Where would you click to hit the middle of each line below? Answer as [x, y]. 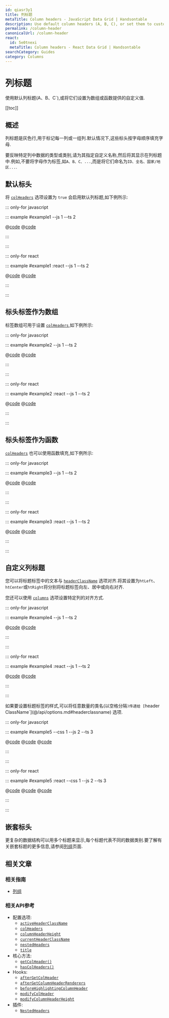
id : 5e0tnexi [23, 43]
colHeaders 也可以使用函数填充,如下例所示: [49, 453]
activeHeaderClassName [44, 923]
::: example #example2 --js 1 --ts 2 [41, 345]
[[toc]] [12, 108]
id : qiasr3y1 [19, 10]
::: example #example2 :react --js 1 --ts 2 [48, 393]
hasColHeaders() [37, 967]
